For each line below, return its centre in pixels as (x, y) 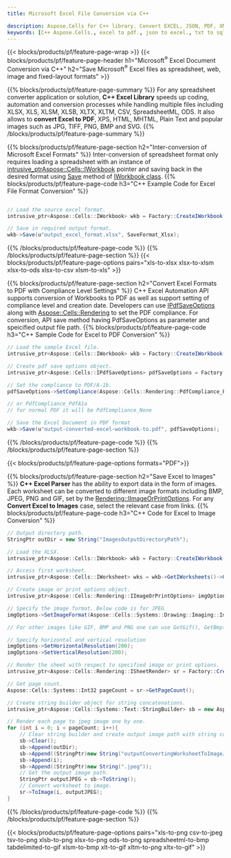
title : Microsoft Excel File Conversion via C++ (78, 13)
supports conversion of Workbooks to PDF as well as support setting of (108, 298)
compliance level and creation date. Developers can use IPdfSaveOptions (111, 306)
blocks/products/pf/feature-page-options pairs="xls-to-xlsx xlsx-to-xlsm (111, 263)
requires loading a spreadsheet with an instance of (79, 161)
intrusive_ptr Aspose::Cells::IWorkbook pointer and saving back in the (105, 169)
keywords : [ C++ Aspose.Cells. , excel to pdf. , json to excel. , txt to (110, 32)
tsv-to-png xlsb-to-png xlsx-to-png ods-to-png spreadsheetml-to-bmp (108, 839)
